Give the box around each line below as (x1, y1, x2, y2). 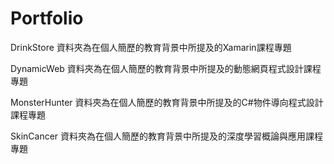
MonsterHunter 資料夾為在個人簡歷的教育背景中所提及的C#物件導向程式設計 (10, 96, 324, 108)
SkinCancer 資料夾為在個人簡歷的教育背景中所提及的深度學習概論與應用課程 (10, 130, 324, 142)
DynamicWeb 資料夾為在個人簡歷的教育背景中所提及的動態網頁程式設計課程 (10, 62, 322, 74)
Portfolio (10, 7, 84, 30)
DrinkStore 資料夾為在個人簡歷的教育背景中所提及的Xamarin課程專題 (10, 41, 292, 53)
